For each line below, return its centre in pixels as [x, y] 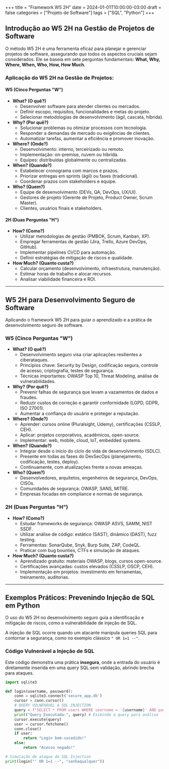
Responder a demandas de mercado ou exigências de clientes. [85, 133]
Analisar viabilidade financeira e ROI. [58, 279]
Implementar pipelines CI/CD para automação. [68, 252]
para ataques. [20, 673]
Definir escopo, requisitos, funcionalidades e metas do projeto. [85, 112]
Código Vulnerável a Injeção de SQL [50, 651]
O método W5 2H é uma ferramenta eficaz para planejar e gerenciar [76, 48]
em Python [23, 605]
